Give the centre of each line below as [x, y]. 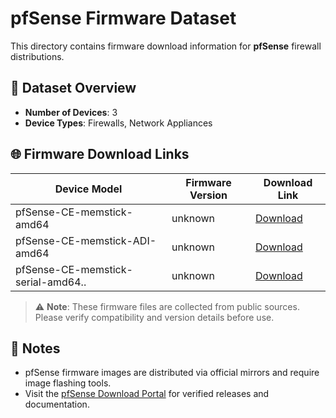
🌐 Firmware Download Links [100, 154]
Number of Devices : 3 [71, 112]
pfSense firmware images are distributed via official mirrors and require [172, 373]
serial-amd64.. [51, 282]
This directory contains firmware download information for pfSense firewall [166, 46]
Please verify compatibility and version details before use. [154, 317]
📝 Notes [35, 348]
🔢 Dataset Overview [73, 88]
